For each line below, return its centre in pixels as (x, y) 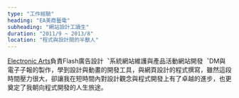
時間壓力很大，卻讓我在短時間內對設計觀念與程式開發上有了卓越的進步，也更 (119, 79)
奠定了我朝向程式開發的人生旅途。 (57, 87)
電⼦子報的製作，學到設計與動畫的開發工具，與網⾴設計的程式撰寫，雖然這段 (119, 70)
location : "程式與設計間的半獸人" (53, 40)
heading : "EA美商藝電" (39, 20)
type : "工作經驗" (31, 14)
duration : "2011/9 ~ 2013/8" (51, 33)
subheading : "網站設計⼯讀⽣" (48, 27)
